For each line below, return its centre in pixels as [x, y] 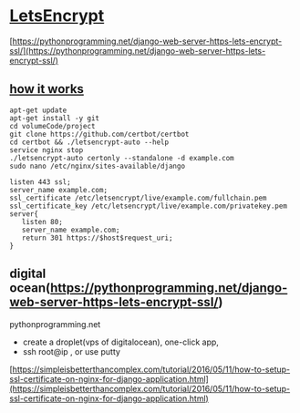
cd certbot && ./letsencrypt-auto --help [89, 142]
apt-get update [38, 110]
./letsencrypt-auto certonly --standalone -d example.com [122, 158]
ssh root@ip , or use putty [72, 351]
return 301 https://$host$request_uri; [97, 238]
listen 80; [42, 222]
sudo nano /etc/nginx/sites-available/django [97, 166]
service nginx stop [47, 150]
